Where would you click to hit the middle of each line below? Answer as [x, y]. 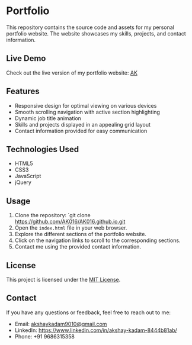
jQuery [23, 182]
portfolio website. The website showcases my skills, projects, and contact [96, 33]
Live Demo [26, 58]
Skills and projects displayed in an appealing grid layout [83, 124]
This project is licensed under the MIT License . [63, 280]
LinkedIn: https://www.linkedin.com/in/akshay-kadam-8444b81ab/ [96, 330]
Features [23, 91]
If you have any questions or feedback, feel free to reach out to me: [88, 312]
